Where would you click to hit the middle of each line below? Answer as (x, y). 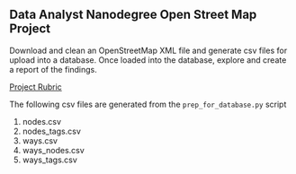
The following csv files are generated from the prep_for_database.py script (148, 104)
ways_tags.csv (50, 160)
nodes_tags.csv (51, 131)
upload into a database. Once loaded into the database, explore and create (148, 60)
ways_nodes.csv (54, 150)
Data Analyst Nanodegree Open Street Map (133, 15)
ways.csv (40, 140)
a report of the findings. (53, 69)
